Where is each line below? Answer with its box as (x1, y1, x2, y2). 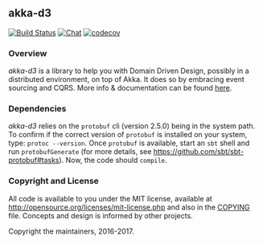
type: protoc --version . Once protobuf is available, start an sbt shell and (8, 138, 250, 148)
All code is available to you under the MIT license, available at (8, 193, 213, 203)
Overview (8, 47, 47, 59)
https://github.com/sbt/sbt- (153, 147, 244, 157)
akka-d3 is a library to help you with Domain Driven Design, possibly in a (8, 66, 249, 75)
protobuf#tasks (8, 156, 60, 165)
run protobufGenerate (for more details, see (8, 147, 152, 157)
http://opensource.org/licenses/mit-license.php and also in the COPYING (8, 202, 250, 212)
